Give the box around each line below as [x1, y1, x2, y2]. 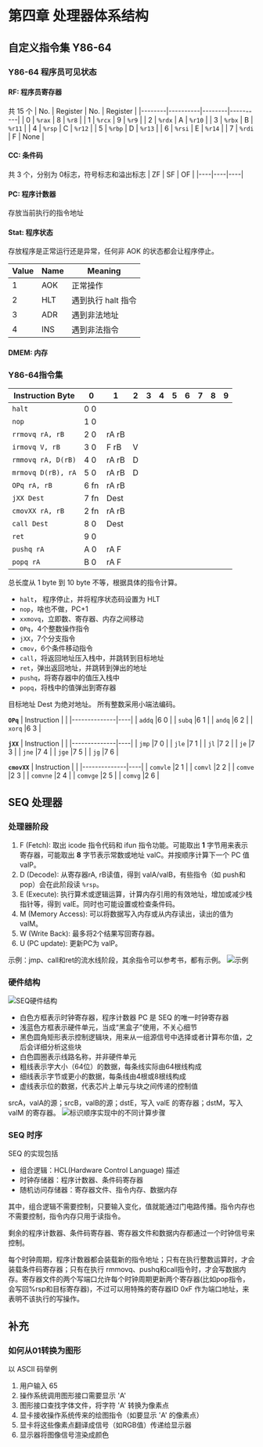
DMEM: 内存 [8, 347, 49, 357]
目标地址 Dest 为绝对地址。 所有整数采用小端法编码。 [8, 700, 180, 709]
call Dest [12, 519, 49, 529]
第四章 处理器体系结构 [8, 7, 149, 25]
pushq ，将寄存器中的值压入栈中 [19, 673, 120, 683]
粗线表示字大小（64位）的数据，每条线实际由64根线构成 [19, 1062, 202, 1072]
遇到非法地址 [71, 310, 119, 321]
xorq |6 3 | [8, 723, 41, 733]
